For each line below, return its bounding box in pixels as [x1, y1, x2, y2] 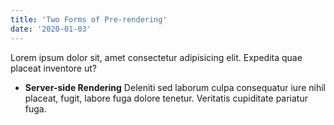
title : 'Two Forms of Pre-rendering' [10, 14, 168, 25]
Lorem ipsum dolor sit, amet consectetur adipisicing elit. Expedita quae [10, 51, 303, 63]
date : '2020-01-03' [10, 24, 92, 34]
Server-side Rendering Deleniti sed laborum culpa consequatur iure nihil [24, 81, 326, 93]
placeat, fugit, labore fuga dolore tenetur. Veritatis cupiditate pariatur [24, 92, 309, 104]
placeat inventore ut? [10, 62, 97, 74]
